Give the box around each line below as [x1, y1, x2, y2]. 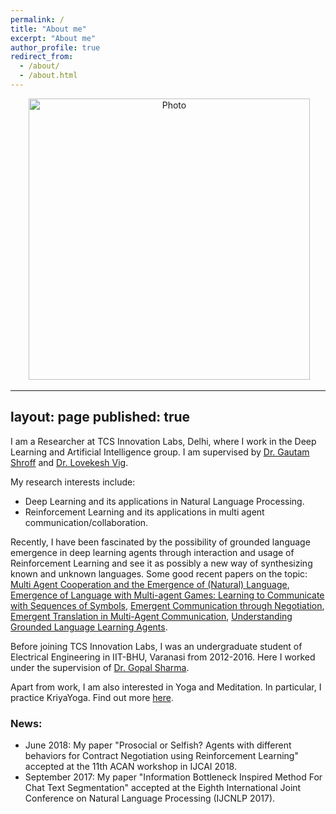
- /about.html [19, 71, 78, 81]
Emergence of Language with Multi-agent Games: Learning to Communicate [10, 589, 325, 601]
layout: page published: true [10, 409, 191, 426]
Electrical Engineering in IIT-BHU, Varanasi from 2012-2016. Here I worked [10, 651, 316, 663]
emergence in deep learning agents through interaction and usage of [10, 546, 295, 558]
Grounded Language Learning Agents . [10, 621, 168, 633]
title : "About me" [10, 24, 87, 34]
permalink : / [10, 14, 65, 25]
